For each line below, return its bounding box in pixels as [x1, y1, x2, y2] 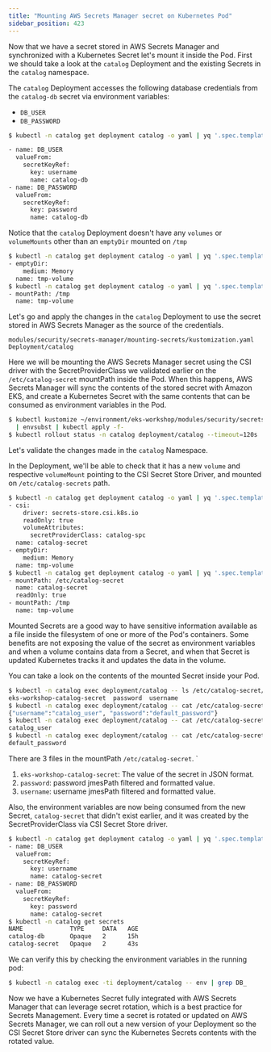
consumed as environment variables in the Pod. [8, 400, 167, 410]
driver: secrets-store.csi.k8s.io [23, 509, 139, 517]
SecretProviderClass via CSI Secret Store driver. [8, 819, 168, 828]
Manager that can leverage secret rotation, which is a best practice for [8, 1002, 243, 1012]
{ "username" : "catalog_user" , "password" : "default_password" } [8, 709, 219, 717]
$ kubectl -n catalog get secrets [8, 917, 125, 925]
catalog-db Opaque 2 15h [8, 933, 139, 941]
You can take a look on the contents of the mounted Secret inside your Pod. [8, 671, 260, 681]
